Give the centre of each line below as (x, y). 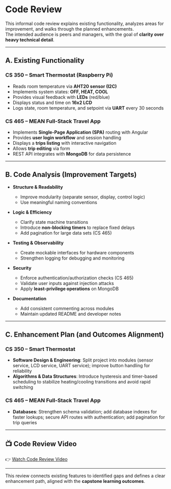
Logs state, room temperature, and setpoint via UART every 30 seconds (88, 108)
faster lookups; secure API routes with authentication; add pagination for (89, 417)
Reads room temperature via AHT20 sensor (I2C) (65, 86)
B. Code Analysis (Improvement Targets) (71, 175)
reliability (22, 371)
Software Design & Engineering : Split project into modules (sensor (83, 360)
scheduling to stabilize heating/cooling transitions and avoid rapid (82, 382)
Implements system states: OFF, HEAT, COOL (60, 92)
